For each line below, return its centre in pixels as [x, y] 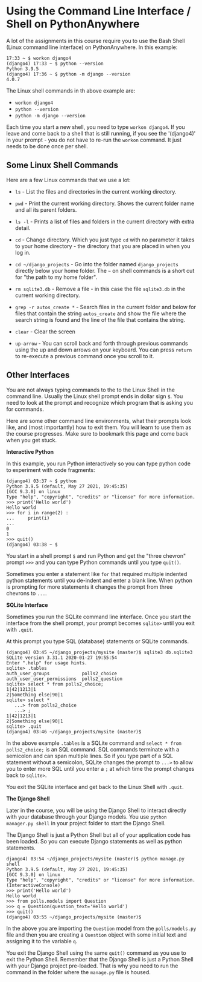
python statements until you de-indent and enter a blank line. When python [99, 580]
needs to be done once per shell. [47, 146]
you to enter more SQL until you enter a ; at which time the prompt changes [100, 768]
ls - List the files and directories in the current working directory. [96, 191]
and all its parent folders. [46, 209]
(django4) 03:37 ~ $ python [42, 481]
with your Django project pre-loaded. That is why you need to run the [92, 966]
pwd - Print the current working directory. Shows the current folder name [105, 203]
